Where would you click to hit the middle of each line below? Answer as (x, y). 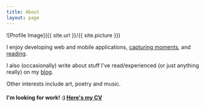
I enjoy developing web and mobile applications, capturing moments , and (99, 47)
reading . (17, 53)
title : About (23, 12)
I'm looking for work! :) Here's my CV (54, 98)
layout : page (23, 18)
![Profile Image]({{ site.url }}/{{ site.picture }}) (63, 35)
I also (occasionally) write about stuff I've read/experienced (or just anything (103, 65)
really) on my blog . (30, 72)
